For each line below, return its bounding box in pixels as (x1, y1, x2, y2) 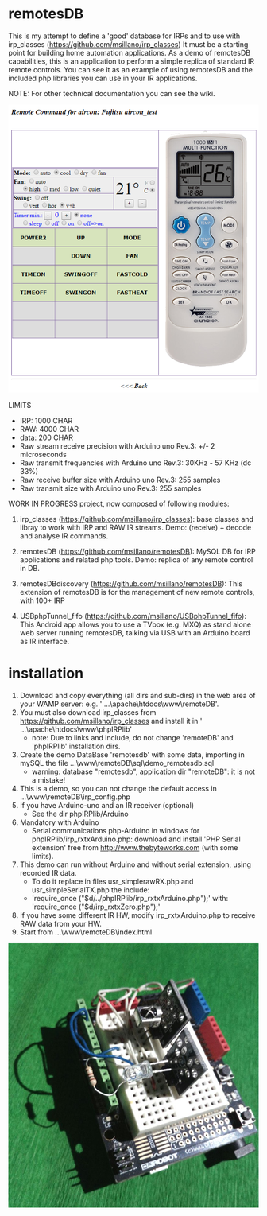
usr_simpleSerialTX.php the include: (31, 885, 150, 895)
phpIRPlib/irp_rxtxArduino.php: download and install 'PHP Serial (31, 834, 241, 844)
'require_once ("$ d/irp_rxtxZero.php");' (31, 902, 161, 911)
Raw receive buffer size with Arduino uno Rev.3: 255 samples (19, 475, 221, 485)
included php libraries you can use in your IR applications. (8, 73, 198, 83)
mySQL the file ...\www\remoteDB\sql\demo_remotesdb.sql (19, 759, 215, 768)
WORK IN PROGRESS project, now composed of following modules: (8, 499, 230, 509)
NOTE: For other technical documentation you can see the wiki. (8, 88, 216, 98)
